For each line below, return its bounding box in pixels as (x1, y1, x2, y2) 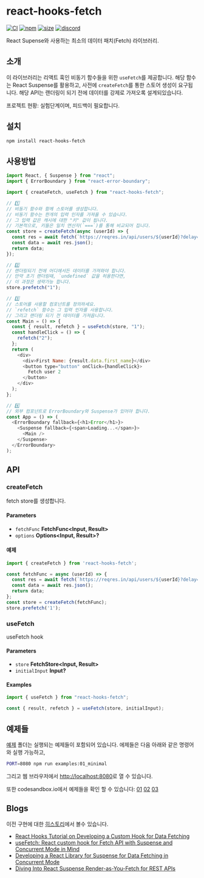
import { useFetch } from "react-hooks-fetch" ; (6, 695, 129, 701)
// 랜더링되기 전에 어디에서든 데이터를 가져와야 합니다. (6, 267, 127, 274)
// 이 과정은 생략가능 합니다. (6, 279, 72, 285)
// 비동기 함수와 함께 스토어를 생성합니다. (6, 205, 99, 212)
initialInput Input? (15, 667, 66, 674)
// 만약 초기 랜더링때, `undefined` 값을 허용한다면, (6, 273, 126, 280)
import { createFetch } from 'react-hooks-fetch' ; (6, 560, 137, 566)
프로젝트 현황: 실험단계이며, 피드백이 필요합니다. (6, 101, 120, 109)
